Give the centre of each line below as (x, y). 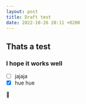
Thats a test (29, 46)
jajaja (21, 76)
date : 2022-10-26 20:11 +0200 (43, 22)
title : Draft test (29, 17)
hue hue (25, 83)
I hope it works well (34, 63)
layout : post (22, 12)
